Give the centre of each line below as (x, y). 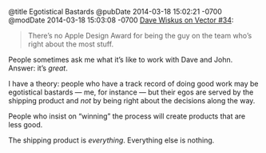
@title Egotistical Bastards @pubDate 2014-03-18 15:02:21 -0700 (115, 12)
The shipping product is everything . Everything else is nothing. (111, 140)
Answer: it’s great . (38, 68)
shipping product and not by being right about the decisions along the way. (132, 101)
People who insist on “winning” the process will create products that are (127, 116)
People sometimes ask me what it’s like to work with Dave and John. (121, 60)
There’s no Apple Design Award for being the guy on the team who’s (140, 36)
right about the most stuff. (71, 44)
